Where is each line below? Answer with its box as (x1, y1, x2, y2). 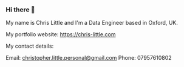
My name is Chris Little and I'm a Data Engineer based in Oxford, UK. (5, 19, 179, 27)
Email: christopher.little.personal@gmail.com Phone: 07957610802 (5, 54, 172, 62)
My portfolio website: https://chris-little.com (5, 31, 116, 38)
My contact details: (5, 42, 54, 50)
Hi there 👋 (5, 5, 36, 14)
